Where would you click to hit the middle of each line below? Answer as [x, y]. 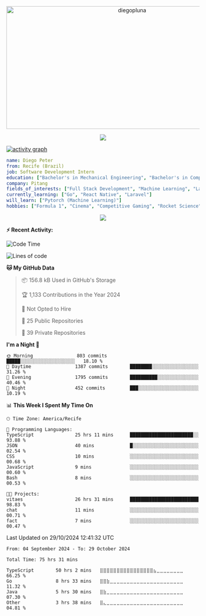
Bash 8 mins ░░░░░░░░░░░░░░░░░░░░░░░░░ [103, 478]
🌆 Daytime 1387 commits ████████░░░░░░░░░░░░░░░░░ [103, 366]
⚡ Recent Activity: [30, 230]
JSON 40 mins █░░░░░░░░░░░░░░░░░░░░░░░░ [103, 445]
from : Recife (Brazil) [35, 166]
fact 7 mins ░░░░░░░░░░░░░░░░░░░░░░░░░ [103, 521]
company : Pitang [27, 183]
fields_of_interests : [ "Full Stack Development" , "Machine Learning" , [98, 189]
